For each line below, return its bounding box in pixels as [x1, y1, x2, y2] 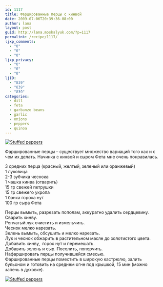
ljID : [5, 76, 16, 80]
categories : [5, 94, 29, 99]
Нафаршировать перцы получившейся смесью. [5, 251, 105, 257]
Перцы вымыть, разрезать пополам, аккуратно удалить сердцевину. [5, 209, 149, 215]
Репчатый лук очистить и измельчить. [5, 220, 85, 226]
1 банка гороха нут [5, 195, 44, 201]
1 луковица [5, 169, 28, 175]
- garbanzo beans [9, 107, 45, 113]
